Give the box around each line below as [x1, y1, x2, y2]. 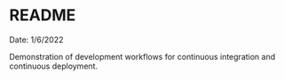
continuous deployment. [9, 61, 99, 71]
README [9, 5, 76, 25]
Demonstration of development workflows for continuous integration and [9, 51, 276, 62]
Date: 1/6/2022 [9, 34, 64, 45]
